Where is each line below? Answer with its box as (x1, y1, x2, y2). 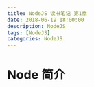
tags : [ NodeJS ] (7, 29, 51, 36)
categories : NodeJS (7, 36, 63, 42)
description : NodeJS (7, 23, 67, 29)
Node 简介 (7, 67, 66, 83)
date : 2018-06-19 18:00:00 (7, 16, 84, 23)
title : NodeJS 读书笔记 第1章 (7, 10, 87, 17)
